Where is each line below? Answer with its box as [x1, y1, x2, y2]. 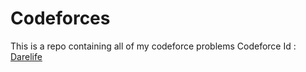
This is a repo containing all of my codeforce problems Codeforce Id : [10, 40, 297, 52]
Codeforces [10, 7, 111, 30]
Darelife [10, 50, 43, 62]
